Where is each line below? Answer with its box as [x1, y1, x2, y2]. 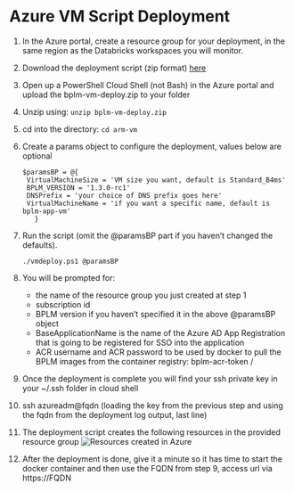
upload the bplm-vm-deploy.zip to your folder [21, 89, 191, 100]
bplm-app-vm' [21, 207, 71, 216]
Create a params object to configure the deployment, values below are [21, 141, 282, 152]
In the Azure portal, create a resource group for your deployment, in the [21, 36, 286, 46]
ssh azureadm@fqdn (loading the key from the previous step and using [21, 399, 283, 411]
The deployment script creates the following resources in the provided [21, 426, 281, 438]
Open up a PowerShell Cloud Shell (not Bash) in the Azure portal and [21, 79, 274, 90]
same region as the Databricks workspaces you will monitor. [21, 45, 243, 55]
